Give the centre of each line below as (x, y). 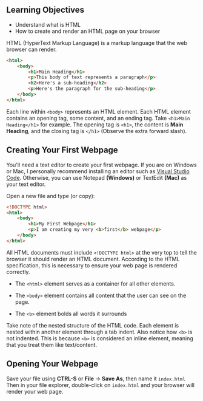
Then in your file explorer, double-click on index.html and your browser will (101, 385)
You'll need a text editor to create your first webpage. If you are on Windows (101, 165)
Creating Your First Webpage (62, 150)
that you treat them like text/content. (52, 344)
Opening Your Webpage (52, 364)
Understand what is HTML (48, 24)
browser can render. (32, 49)
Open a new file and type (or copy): (51, 196)
